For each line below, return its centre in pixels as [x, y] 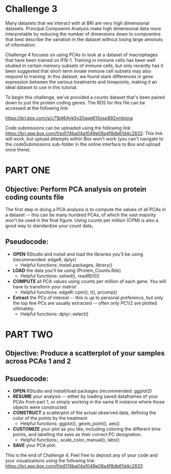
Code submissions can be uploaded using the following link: [68, 128]
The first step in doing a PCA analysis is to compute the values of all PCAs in [86, 209]
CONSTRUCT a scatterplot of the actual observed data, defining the [84, 413]
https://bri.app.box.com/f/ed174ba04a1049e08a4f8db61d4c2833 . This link [84, 133]
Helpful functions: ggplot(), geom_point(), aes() [70, 424]
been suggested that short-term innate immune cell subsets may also [78, 71]
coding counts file [35, 197]
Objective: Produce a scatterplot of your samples [85, 353]
